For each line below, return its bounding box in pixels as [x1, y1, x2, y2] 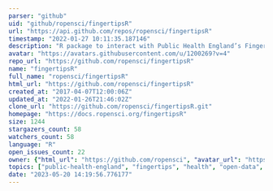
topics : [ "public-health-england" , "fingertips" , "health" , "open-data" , [8, 163, 264, 171]
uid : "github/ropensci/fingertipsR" [8, 20, 132, 28]
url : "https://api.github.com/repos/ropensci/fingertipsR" [8, 27, 213, 35]
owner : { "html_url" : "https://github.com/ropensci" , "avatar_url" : [8, 155, 242, 163]
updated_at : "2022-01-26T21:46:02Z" [8, 95, 132, 103]
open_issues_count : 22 [8, 148, 85, 156]
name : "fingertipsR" [8, 65, 79, 73]
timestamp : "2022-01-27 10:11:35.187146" [8, 34, 151, 43]
